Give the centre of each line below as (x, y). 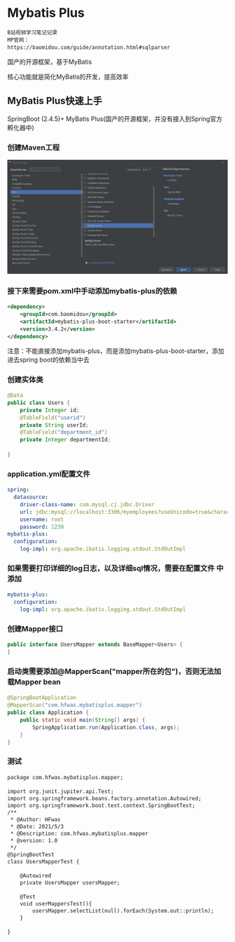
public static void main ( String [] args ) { (83, 720)
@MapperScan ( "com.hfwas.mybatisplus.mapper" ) (74, 705)
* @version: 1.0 (34, 840)
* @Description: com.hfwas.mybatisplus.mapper (79, 833)
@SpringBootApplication (42, 698)
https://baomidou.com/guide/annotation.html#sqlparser (89, 47)
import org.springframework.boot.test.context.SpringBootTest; (101, 805)
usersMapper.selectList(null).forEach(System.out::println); (123, 910)
